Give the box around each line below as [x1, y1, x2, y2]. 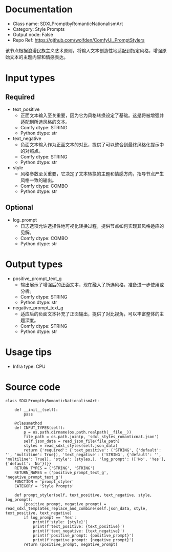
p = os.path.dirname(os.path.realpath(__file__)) [24, 429, 132, 435]
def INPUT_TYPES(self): [14, 425, 66, 430]
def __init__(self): [14, 407, 58, 412]
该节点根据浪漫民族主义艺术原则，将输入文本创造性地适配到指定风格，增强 [5, 47, 162, 53]
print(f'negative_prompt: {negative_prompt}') [32, 537, 134, 542]
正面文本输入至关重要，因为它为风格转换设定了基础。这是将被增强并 [20, 112, 164, 119]
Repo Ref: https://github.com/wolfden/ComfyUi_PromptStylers [12, 37, 145, 43]
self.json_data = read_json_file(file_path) [24, 439, 120, 444]
